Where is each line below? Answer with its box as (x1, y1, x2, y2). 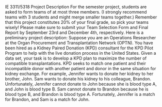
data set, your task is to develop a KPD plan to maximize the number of (5, 55, 147, 61)
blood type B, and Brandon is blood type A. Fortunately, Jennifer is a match (5, 92, 155, 97)
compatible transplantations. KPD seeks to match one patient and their (5, 61, 146, 66)
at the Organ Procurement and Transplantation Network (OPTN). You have (5, 40, 154, 46)
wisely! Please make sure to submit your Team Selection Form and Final (5, 25, 148, 31)
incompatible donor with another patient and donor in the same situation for (5, 66, 156, 72)
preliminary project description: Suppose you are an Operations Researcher (5, 35, 156, 41)
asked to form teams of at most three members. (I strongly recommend (5, 9, 147, 15)
